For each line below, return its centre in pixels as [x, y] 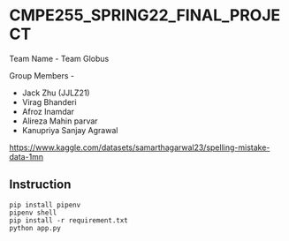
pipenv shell [33, 213]
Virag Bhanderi [49, 102]
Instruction [40, 185]
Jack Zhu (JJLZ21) [56, 93]
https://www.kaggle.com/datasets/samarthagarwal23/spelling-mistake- [140, 147]
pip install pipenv [45, 205]
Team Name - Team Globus [59, 58]
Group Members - [42, 75]
